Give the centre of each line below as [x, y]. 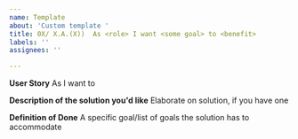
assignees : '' [36, 50]
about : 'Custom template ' [59, 26]
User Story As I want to [52, 83]
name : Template [37, 17]
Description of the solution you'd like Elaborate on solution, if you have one [149, 100]
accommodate [36, 127]
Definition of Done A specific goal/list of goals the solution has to [129, 118]
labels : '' [29, 42]
